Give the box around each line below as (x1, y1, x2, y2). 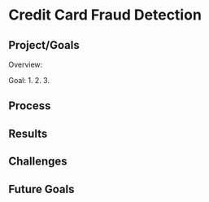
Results (8, 126, 48, 140)
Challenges (8, 155, 67, 169)
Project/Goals (8, 38, 80, 52)
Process (8, 99, 51, 113)
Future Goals (8, 182, 75, 196)
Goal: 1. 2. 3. (8, 76, 50, 85)
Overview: (8, 59, 43, 69)
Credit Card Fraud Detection (8, 6, 202, 24)
